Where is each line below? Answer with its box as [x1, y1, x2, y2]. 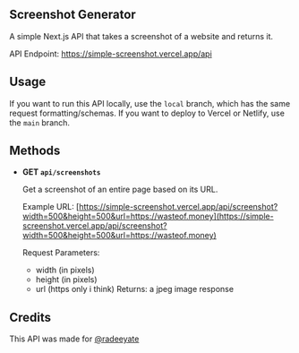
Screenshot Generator [9, 7, 136, 22]
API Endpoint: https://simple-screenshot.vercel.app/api [9, 48, 212, 59]
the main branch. [9, 116, 70, 128]
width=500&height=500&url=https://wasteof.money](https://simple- [21, 211, 275, 222]
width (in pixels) [35, 264, 96, 276]
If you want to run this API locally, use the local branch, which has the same [9, 98, 291, 108]
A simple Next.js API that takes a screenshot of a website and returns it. [9, 30, 274, 41]
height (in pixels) [35, 274, 98, 285]
